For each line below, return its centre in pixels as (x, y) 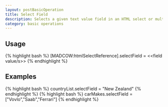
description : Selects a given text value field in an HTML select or (79, 19)
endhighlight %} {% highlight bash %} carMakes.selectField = (69, 94)
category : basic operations (34, 24)
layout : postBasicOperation (34, 10)
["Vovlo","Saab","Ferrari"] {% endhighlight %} (52, 99)
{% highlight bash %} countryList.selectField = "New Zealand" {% (73, 89)
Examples (21, 77)
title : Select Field (27, 14)
